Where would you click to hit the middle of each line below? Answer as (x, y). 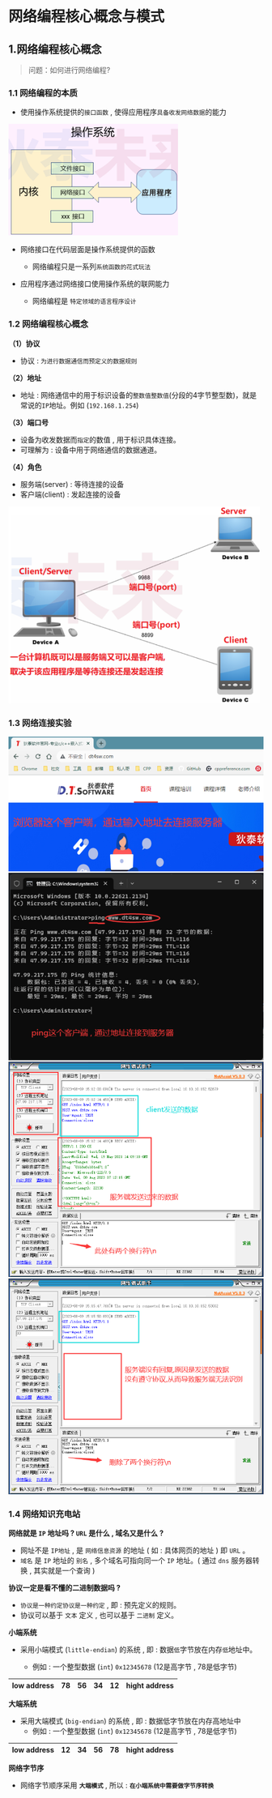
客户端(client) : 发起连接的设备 (70, 494)
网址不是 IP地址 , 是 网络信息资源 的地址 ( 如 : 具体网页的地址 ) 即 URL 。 (135, 1550)
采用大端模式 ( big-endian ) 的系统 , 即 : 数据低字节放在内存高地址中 (130, 1721)
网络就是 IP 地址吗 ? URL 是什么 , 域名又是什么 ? (86, 1533)
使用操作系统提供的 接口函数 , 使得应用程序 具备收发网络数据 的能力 (123, 112)
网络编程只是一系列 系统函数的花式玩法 (91, 267)
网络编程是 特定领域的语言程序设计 (84, 301)
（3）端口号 (29, 422)
